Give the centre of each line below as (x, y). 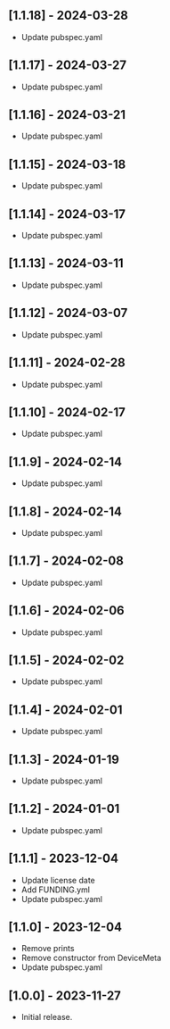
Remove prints (48, 949)
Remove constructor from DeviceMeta (91, 958)
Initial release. (47, 1017)
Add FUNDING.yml (56, 890)
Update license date (58, 880)
